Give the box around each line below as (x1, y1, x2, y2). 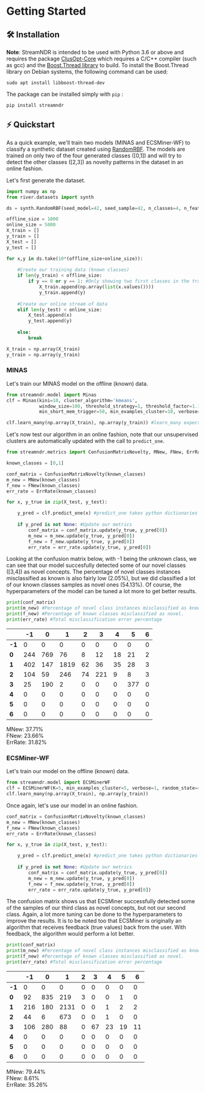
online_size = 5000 (6, 222, 56, 228)
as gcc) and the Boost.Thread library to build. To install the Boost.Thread (6, 62, 189, 68)
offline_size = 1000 (6, 216, 59, 222)
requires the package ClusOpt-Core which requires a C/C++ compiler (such (6, 55, 197, 62)
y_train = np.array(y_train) (6, 352, 81, 358)
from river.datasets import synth (6, 194, 95, 200)
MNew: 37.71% (6, 725, 44, 733)
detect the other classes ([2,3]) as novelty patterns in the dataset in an (6, 158, 184, 165)
